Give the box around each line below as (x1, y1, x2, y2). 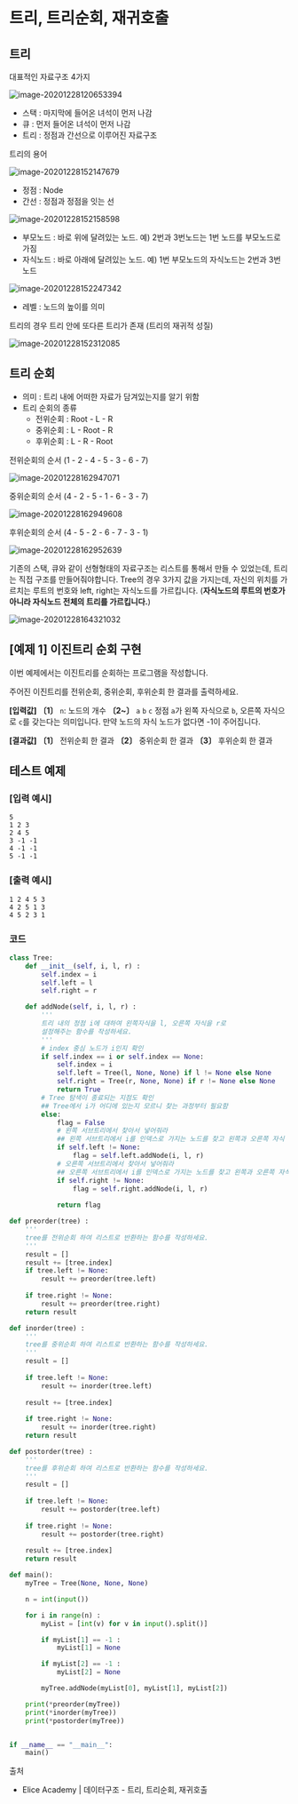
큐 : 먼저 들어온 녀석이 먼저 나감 (21, 119, 131, 129)
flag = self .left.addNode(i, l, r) (72, 1152, 204, 1161)
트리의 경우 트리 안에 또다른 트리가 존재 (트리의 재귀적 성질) (9, 321, 214, 331)
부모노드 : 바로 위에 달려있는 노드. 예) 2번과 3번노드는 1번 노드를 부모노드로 (21, 232, 281, 243)
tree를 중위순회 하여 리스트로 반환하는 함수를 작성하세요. (25, 1340, 208, 1349)
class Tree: (9, 953, 53, 962)
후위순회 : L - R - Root (35, 435, 114, 446)
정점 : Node (21, 185, 64, 196)
